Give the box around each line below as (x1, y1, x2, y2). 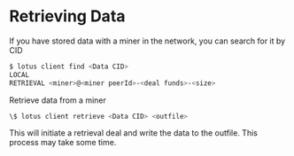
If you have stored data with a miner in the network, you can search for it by (9, 35, 286, 46)
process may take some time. (9, 137, 117, 148)
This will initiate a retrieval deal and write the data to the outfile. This (9, 128, 259, 138)
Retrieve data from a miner (9, 95, 106, 105)
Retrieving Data (9, 6, 126, 27)
